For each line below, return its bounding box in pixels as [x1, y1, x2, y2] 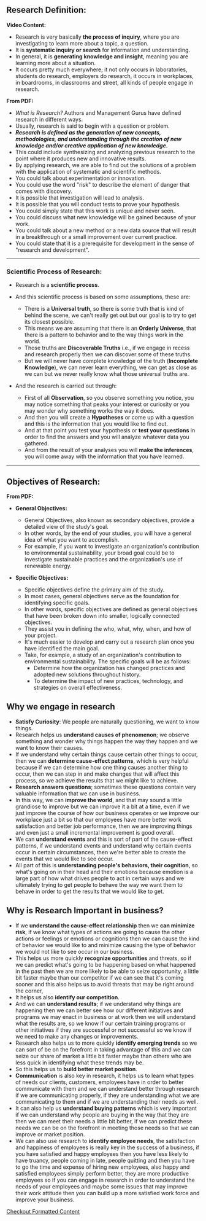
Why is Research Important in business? [6, 905, 164, 916]
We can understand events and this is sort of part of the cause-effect [15, 835, 193, 843]
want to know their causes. [15, 744, 84, 751]
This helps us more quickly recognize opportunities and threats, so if [15, 954, 192, 962]
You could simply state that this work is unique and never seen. [15, 207, 175, 214]
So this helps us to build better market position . [15, 1065, 138, 1072]
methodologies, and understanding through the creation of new [15, 135, 182, 142]
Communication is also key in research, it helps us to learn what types [15, 1072, 194, 1079]
